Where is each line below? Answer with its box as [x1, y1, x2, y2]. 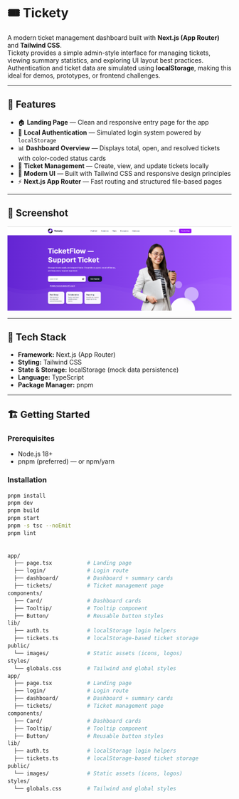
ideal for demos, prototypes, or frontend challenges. [7, 71, 161, 80]
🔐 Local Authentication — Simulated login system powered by [17, 128, 201, 137]
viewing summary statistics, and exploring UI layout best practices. [7, 56, 204, 64]
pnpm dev [7, 499, 33, 507]
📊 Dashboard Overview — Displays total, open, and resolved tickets [17, 143, 221, 152]
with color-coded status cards [17, 154, 107, 162]
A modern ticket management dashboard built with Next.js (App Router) [7, 33, 220, 42]
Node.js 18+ [17, 449, 53, 459]
